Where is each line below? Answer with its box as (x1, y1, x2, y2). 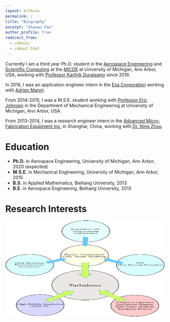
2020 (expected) (12, 163, 48, 169)
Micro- (146, 118, 160, 124)
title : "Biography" (5, 19, 47, 24)
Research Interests (5, 203, 87, 214)
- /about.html (10, 46, 40, 51)
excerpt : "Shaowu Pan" (5, 25, 53, 30)
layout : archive (5, 8, 40, 13)
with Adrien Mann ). (5, 87, 46, 93)
